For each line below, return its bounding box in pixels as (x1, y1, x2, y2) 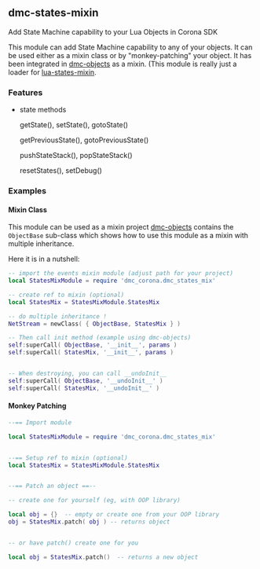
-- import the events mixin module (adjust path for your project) (8, 270, 234, 277)
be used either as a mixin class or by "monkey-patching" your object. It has (8, 50, 252, 60)
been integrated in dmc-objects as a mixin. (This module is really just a (8, 59, 237, 68)
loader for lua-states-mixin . (8, 67, 97, 77)
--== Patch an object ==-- (8, 483, 97, 490)
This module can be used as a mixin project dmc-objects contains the (8, 222, 234, 232)
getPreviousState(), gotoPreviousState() (19, 135, 149, 145)
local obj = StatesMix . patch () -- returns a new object (8, 553, 199, 561)
